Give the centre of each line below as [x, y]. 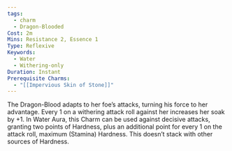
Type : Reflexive [31, 46]
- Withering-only [39, 65]
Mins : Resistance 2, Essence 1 [53, 40]
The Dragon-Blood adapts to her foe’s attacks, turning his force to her [108, 104]
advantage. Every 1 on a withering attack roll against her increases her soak [116, 112]
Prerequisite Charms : [39, 78]
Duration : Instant [34, 72]
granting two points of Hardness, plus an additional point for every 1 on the [115, 127]
